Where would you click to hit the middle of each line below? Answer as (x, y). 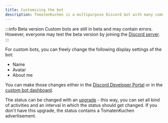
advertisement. (21, 115)
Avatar (19, 70)
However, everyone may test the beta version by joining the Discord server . (82, 34)
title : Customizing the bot (34, 10)
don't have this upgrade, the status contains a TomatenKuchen (70, 110)
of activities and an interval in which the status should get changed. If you (81, 105)
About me (22, 75)
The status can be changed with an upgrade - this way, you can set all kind (82, 100)
